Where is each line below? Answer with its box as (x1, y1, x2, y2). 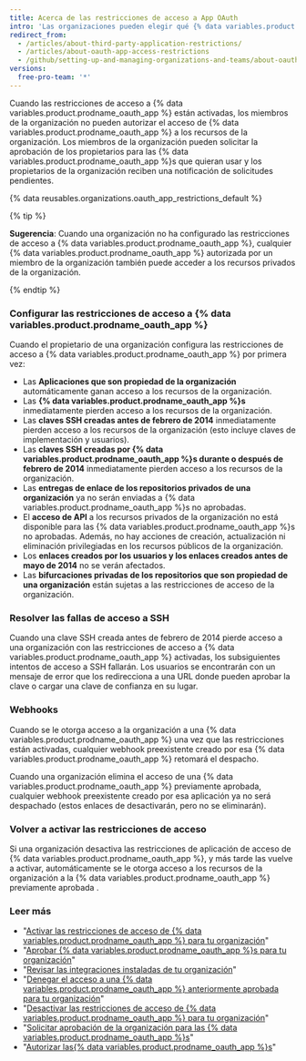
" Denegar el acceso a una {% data (22, 974, 153, 984)
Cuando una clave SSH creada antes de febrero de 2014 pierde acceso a (9, 632, 283, 643)
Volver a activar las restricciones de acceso (9, 822, 207, 835)
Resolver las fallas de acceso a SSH (9, 611, 170, 624)
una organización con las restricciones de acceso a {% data (9, 642, 235, 653)
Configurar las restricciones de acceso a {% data (9, 307, 231, 320)
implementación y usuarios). (22, 434, 130, 445)
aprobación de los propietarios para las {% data (9, 146, 189, 157)
